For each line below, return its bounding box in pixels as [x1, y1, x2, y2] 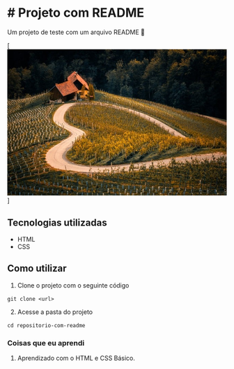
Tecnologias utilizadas [7, 217, 107, 228]
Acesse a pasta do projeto [17, 308, 93, 316]
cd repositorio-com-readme [7, 322, 86, 329]
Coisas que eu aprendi [7, 338, 85, 347]
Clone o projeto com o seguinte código [17, 281, 130, 290]
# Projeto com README [7, 5, 145, 21]
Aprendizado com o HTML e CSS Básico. [17, 354, 136, 363]
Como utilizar [7, 262, 68, 274]
